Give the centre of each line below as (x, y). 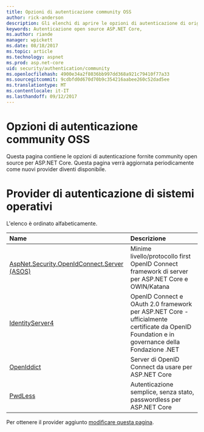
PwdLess (22, 396)
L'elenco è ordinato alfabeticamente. (52, 223)
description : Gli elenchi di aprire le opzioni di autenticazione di (96, 23)
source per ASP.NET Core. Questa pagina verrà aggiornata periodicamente (100, 163)
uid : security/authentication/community (58, 68)
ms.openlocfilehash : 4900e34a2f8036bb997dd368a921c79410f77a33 (88, 74)
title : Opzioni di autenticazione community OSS (69, 12)
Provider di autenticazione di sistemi (100, 193)
